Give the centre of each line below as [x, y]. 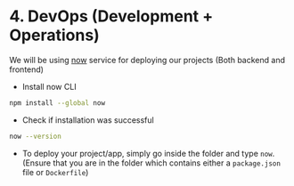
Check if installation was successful [88, 120]
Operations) [54, 35]
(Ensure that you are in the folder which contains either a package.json [151, 163]
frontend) [27, 69]
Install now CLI [49, 86]
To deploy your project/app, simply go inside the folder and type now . [148, 153]
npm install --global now [57, 103]
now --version [36, 136]
